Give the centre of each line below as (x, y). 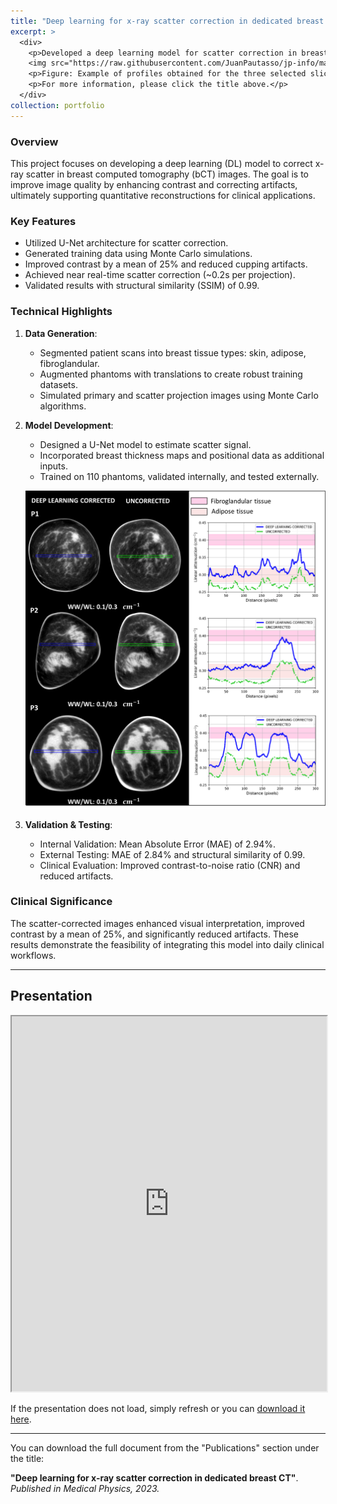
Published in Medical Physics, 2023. (85, 1488)
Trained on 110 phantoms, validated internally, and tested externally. (179, 476)
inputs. (53, 466)
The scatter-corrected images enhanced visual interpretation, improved (157, 923)
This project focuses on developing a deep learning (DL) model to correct (161, 163)
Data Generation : (61, 333)
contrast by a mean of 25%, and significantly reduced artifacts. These (154, 934)
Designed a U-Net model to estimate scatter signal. (145, 444)
